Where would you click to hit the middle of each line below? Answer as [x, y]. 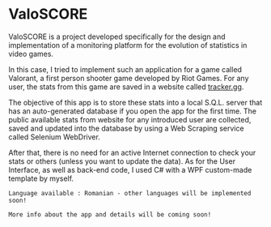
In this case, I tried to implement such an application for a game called [125, 69]
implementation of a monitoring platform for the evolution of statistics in [128, 45]
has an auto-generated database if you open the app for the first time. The [133, 111]
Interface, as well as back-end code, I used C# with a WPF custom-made [130, 169]
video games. [31, 54]
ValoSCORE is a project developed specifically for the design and [117, 36]
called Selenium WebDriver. [55, 137]
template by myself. [41, 178]
